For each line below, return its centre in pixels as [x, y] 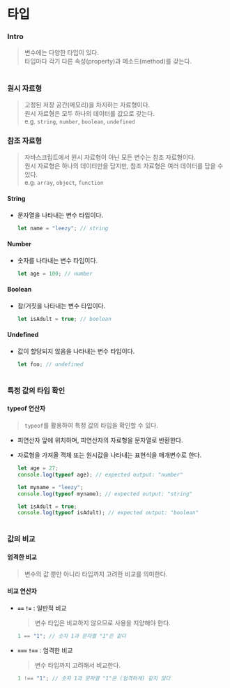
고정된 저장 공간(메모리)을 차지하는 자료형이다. [87, 105]
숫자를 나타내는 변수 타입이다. [58, 260]
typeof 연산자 [26, 408]
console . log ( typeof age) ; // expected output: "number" [100, 474]
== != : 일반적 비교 [42, 608]
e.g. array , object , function [64, 183]
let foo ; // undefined [50, 364]
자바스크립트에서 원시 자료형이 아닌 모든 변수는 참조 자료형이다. [110, 157]
